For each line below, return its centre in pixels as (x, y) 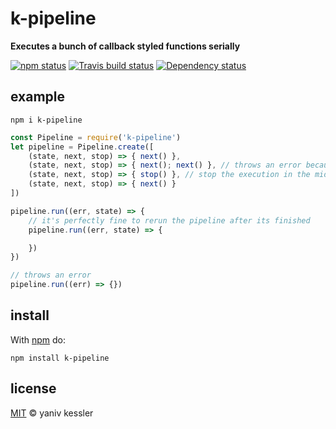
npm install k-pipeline (60, 358)
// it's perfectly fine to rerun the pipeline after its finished (169, 220)
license (33, 388)
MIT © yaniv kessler (52, 413)
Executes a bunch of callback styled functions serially (125, 46)
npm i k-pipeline (46, 120)
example (38, 97)
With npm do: (38, 339)
